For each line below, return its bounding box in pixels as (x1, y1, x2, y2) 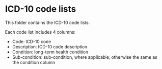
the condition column (12, 59, 55, 65)
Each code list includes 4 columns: (5, 29, 76, 35)
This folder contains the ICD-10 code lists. (5, 20, 90, 25)
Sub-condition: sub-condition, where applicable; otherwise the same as (12, 54, 158, 60)
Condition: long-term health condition (12, 49, 88, 55)
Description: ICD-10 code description (12, 44, 87, 49)
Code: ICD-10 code (12, 38, 52, 45)
